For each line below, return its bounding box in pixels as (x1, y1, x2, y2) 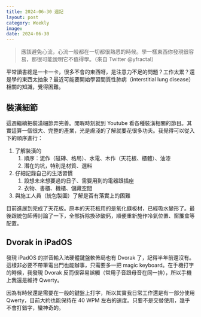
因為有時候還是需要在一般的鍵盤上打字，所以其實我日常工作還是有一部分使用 (6, 289, 195, 296)
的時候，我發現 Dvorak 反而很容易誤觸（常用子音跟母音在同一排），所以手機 (6, 269, 192, 276)
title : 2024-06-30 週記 (6, 8, 64, 15)
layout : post (6, 14, 39, 20)
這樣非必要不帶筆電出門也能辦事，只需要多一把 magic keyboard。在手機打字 (6, 261, 194, 269)
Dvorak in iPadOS (6, 237, 72, 248)
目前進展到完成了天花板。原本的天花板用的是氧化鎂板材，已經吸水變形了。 (6, 205, 190, 212)
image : (6, 25, 23, 32)
